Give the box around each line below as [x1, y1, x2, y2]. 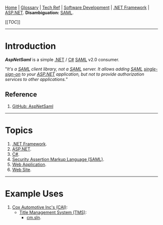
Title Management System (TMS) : [19, 209, 87, 215]
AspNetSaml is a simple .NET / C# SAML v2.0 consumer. [5, 56, 120, 63]
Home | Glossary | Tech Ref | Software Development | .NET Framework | [5, 5, 149, 10]
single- [144, 66, 158, 72]
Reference [5, 90, 37, 99]
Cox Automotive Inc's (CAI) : [12, 204, 68, 210]
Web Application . [12, 161, 47, 167]
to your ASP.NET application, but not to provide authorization [21, 71, 145, 77]
